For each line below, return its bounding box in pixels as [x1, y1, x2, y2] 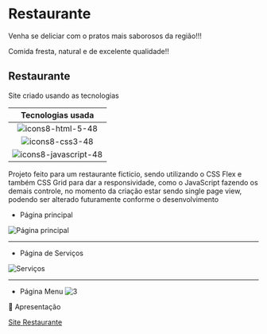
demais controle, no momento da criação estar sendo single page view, [8, 186, 242, 196]
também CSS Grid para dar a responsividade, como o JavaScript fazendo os [8, 177, 258, 187]
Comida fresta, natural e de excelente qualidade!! [8, 46, 169, 56]
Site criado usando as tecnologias [8, 91, 119, 100]
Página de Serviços [19, 248, 83, 258]
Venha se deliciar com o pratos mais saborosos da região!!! [8, 31, 203, 41]
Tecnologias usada [21, 109, 95, 120]
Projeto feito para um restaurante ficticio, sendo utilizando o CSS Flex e [8, 169, 242, 179]
